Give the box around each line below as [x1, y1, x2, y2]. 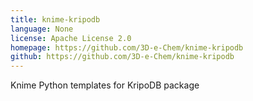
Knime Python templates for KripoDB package [10, 79, 200, 91]
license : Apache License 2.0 [10, 33, 132, 43]
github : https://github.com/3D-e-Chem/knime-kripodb [10, 52, 235, 62]
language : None [10, 24, 74, 34]
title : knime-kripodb [10, 14, 101, 25]
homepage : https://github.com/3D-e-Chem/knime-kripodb [10, 42, 244, 53]
